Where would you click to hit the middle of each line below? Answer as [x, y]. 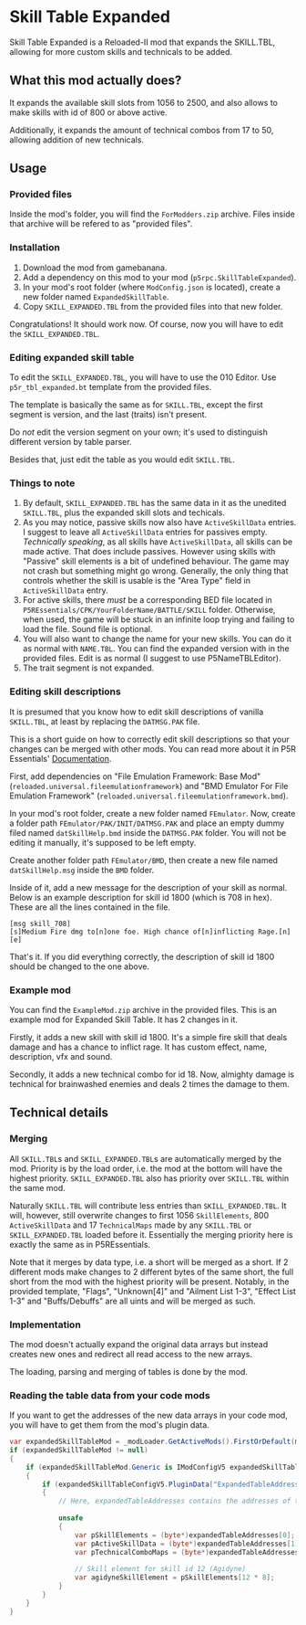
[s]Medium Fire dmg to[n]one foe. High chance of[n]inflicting [132, 932]
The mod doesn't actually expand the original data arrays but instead [139, 1344]
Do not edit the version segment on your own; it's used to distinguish [139, 432]
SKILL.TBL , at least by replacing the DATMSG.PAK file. [105, 721]
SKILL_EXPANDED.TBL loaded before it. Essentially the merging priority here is [151, 1234]
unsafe [71, 1518]
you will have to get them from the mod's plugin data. [109, 1425]
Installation [35, 248]
